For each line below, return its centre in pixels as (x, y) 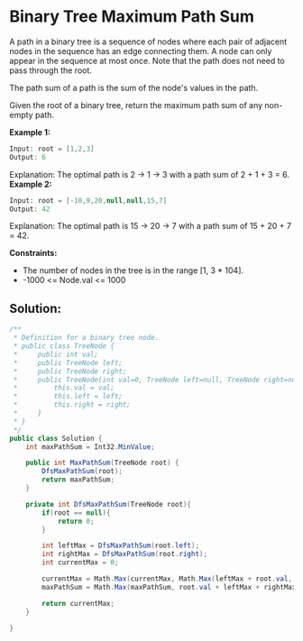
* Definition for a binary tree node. (86, 338)
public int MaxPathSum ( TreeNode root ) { (102, 463)
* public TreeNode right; (70, 371)
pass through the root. (51, 70)
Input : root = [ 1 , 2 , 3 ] (52, 149)
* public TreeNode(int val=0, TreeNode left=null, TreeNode (136, 380)
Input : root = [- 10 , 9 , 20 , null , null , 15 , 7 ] (88, 200)
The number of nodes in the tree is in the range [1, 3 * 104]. (133, 270)
